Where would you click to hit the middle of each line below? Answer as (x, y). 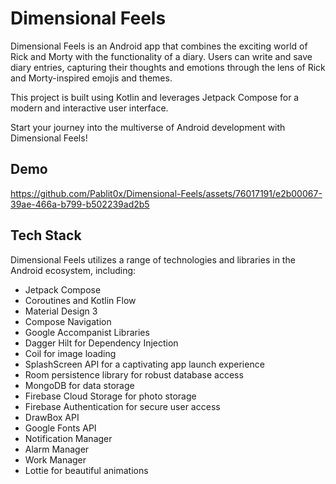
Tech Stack (46, 235)
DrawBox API (52, 417)
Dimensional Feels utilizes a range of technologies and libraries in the (153, 259)
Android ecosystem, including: (73, 270)
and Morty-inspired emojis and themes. (91, 78)
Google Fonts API (60, 428)
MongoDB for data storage (79, 385)
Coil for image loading (70, 353)
